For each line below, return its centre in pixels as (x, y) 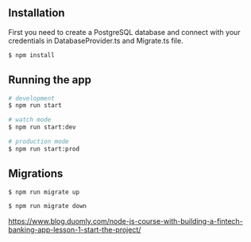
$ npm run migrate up (44, 192)
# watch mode (30, 120)
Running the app (50, 80)
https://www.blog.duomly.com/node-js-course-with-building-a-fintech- (126, 221)
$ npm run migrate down (48, 206)
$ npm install (32, 55)
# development (32, 98)
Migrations (36, 174)
